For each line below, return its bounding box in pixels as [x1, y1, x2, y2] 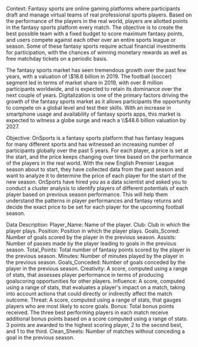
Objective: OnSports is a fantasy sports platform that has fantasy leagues [6, 135, 184, 141]
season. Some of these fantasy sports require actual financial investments [6, 42, 186, 50]
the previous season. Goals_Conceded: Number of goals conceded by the [6, 259, 186, 266]
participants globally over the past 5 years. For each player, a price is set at [6, 147, 189, 154]
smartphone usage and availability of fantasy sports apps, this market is [6, 110, 181, 117]
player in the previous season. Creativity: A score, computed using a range [6, 265, 187, 272]
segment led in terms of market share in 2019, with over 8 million [6, 79, 163, 86]
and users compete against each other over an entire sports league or [6, 37, 176, 43]
